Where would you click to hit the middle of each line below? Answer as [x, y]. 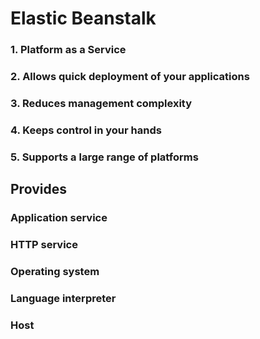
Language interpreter [63, 298]
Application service [59, 218]
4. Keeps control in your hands [86, 130]
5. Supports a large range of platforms [104, 157]
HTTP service [44, 245]
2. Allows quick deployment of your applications [130, 77]
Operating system [55, 271]
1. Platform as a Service [68, 50]
